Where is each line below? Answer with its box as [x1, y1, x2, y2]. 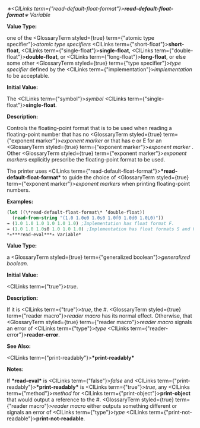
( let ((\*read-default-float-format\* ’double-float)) [7, 210, 145, 215]
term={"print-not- [148, 409, 192, 416]
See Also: [7, 343, 31, 350]
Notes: [7, 366, 24, 373]
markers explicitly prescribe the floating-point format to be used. [7, 156, 166, 163]
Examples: [7, 198, 33, 205]
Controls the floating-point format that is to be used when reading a [7, 125, 172, 131]
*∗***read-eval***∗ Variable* [7, 232, 82, 237]
